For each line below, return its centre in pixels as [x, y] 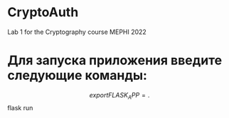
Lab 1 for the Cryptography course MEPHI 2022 [77, 32]
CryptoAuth [43, 12]
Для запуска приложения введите [115, 60]
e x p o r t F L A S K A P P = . [119, 96]
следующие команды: [78, 76]
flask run [20, 107]
